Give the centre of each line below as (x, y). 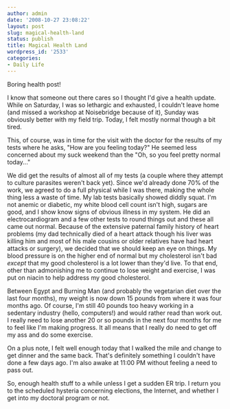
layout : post (26, 26)
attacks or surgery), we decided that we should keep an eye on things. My (112, 248)
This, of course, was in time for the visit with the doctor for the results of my (115, 140)
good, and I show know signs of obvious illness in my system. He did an (109, 212)
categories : (24, 58)
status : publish (30, 39)
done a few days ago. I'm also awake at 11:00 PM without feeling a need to (112, 362)
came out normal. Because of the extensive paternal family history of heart (113, 226)
